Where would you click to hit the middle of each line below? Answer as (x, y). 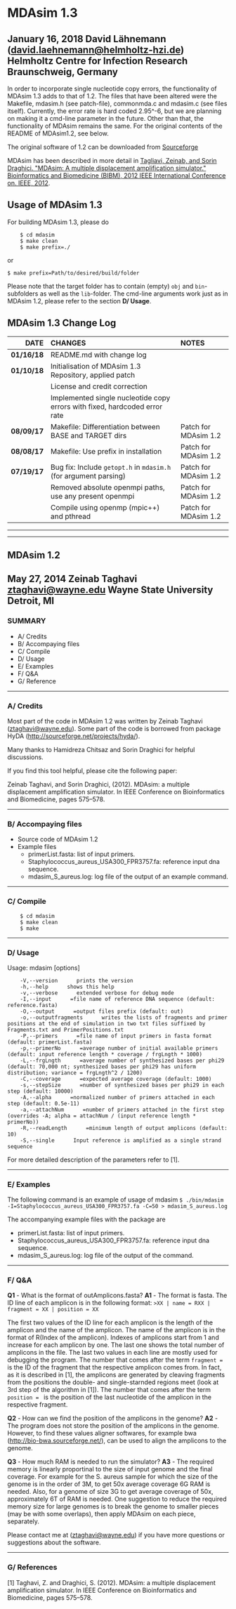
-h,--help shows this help (67, 987)
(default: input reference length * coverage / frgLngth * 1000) (105, 1054)
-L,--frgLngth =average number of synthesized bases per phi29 (122, 1060)
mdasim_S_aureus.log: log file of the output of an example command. (128, 876)
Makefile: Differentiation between (105, 426)
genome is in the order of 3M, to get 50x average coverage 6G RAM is (109, 1484)
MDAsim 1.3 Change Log (62, 323)
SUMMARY (27, 621)
